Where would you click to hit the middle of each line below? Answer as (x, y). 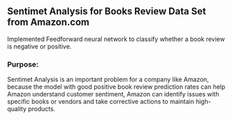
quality (17, 109)
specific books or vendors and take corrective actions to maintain (101, 102)
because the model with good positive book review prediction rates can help (116, 87)
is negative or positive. (39, 46)
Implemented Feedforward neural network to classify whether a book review (116, 39)
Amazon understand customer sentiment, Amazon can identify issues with (113, 94)
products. (42, 109)
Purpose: (23, 64)
